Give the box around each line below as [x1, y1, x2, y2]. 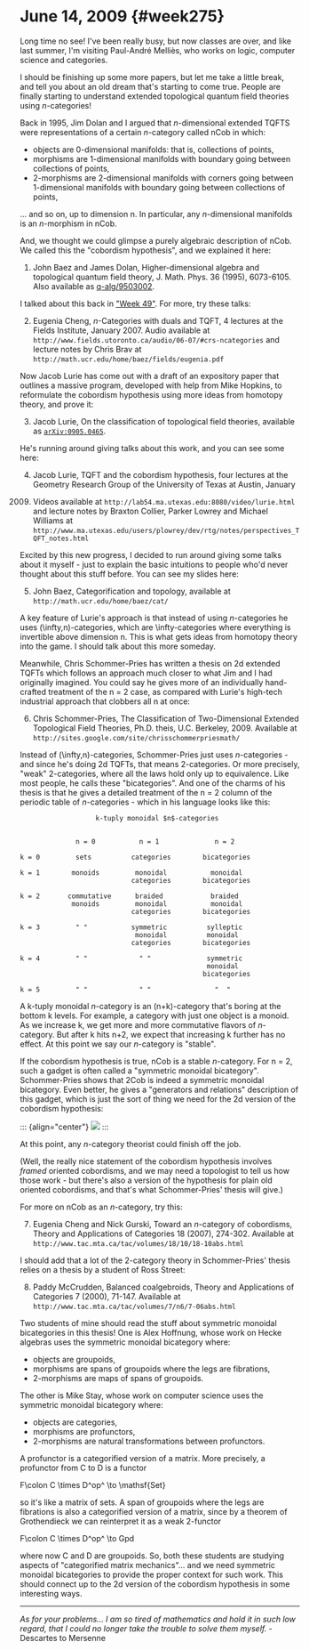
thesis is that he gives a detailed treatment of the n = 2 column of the [20, 787, 273, 797]
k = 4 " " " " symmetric [20, 954, 243, 963]
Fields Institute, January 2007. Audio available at [32, 325, 210, 336]
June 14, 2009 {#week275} [20, 6, 226, 27]
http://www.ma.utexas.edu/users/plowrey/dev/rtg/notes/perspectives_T [32, 526, 300, 535]
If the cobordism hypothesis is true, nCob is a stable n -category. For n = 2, [20, 1056, 293, 1066]
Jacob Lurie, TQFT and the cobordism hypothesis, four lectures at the [32, 469, 289, 480]
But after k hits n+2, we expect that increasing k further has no [56, 1029, 286, 1039]
